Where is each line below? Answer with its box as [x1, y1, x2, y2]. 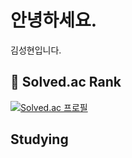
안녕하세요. [10, 9, 98, 32]
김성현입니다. [10, 44, 62, 56]
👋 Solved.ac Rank [10, 74, 122, 91]
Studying [10, 131, 69, 148]
